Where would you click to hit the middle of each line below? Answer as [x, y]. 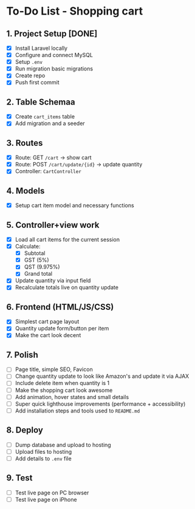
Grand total [38, 274]
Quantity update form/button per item [62, 329]
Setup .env [29, 62]
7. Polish [22, 354]
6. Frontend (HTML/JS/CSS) [60, 307]
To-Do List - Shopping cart [75, 11]
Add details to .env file [43, 458]
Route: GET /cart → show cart [53, 158]
